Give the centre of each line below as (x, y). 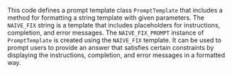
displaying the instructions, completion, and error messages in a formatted (116, 55)
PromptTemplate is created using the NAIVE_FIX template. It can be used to (115, 40)
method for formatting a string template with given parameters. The (106, 18)
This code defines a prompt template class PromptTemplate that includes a (115, 10)
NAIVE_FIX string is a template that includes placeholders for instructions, (114, 25)
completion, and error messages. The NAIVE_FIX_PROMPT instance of (106, 32)
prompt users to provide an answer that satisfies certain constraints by (111, 48)
